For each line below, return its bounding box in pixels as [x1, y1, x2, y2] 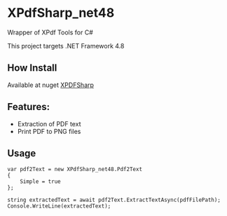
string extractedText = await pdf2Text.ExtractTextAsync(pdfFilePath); [7, 196, 221, 204]
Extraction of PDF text [17, 119, 81, 128]
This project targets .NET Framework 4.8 [7, 41, 125, 50]
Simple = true [20, 178, 61, 185]
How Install [7, 62, 57, 74]
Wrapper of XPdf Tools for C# [7, 28, 93, 36]
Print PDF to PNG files [17, 127, 81, 135]
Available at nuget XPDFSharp [7, 81, 95, 89]
